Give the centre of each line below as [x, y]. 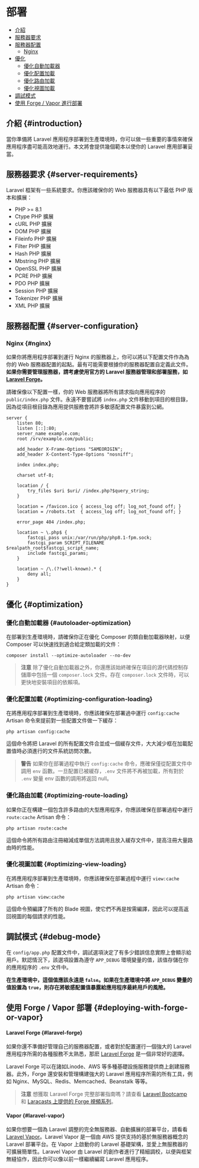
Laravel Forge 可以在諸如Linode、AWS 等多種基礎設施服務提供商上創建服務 [98, 1067]
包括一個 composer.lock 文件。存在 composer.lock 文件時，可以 [113, 674]
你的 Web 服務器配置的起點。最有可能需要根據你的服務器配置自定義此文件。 [99, 365]
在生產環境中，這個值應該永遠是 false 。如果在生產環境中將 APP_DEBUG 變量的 [99, 979]
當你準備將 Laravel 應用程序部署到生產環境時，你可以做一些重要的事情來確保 [99, 139]
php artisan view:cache [36, 897]
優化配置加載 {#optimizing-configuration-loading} [79, 699]
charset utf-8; [36, 475]
